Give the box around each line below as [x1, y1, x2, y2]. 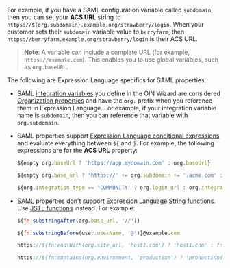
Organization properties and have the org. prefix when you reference [16, 97, 213, 105]
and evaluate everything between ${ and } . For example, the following [16, 139, 214, 147]
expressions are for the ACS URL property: [16, 147, 138, 154]
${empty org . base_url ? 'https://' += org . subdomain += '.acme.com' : [16, 171, 223, 179]
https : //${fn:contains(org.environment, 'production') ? [16, 254, 183, 261]
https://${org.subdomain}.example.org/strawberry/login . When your [7, 21, 204, 28]
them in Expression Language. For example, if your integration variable [16, 104, 217, 112]
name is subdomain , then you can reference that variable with [16, 111, 188, 119]
